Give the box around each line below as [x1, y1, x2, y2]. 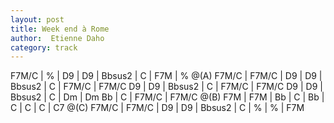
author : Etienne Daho [10, 33, 105, 43]
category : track [10, 42, 78, 53]
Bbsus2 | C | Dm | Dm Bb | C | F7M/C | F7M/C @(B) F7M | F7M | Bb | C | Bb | [10, 91, 325, 103]
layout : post [10, 14, 65, 25]
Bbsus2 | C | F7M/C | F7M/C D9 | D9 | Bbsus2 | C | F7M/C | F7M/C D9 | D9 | [10, 81, 323, 93]
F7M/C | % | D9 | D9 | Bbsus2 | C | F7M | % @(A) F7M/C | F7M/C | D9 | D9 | [10, 70, 323, 82]
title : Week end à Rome [10, 24, 110, 34]
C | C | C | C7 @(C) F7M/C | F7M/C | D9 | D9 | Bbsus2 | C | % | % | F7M [10, 102, 305, 114]
